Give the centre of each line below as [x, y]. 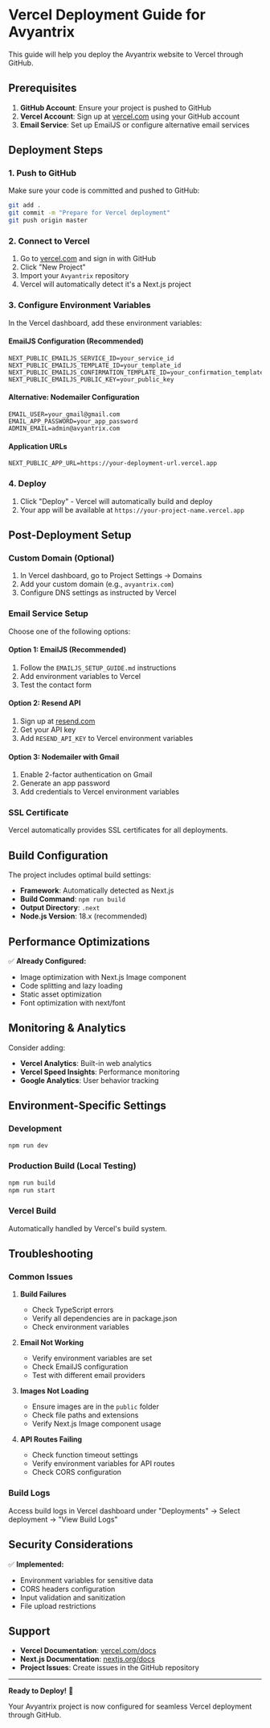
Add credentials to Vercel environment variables [99, 792]
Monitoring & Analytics [67, 1028]
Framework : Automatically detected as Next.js [97, 891]
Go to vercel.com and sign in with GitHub [88, 259]
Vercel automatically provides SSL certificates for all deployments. [118, 830]
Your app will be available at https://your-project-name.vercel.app [132, 510]
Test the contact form [56, 685]
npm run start [32, 1190]
